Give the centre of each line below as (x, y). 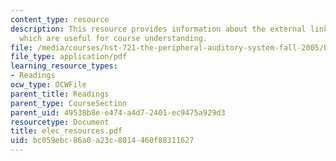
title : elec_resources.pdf (66, 131)
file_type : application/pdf (69, 57)
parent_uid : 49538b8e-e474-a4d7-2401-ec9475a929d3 (118, 112)
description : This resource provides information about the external (158, 29)
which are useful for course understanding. (113, 38)
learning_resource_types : (64, 66)
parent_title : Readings (60, 94)
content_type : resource (60, 19)
